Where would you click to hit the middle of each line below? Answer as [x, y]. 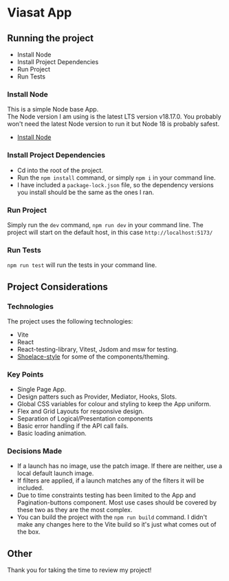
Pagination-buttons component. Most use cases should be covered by [117, 503]
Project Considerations [57, 287]
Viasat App [40, 13]
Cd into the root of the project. [60, 170]
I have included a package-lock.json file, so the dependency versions [116, 184]
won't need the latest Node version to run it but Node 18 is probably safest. [113, 124]
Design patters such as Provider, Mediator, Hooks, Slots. [97, 397]
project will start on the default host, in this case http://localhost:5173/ [110, 232]
